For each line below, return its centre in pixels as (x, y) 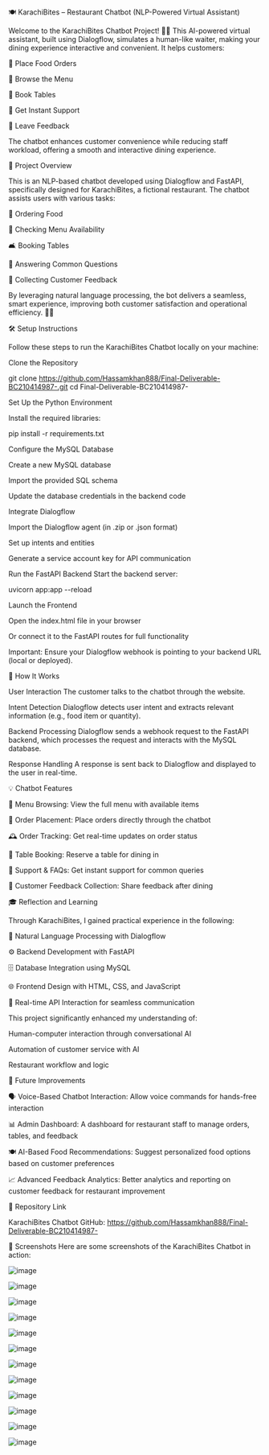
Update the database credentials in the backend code (97, 496)
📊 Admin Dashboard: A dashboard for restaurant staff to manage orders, (129, 1124)
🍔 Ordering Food (36, 214)
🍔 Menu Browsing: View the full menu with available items (104, 804)
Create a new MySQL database (60, 465)
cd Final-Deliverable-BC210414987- (129, 387)
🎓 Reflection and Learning (53, 902)
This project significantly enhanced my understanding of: (103, 1018)
